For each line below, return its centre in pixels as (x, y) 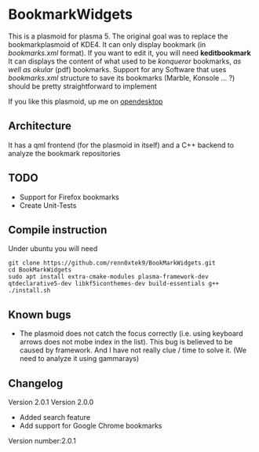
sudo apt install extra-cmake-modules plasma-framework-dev (109, 277)
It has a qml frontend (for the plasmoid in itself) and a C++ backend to (121, 145)
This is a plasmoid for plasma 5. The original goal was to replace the (118, 36)
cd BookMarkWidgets (40, 270)
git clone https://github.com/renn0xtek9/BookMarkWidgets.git (112, 263)
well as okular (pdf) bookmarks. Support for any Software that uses (117, 69)
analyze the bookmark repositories (64, 153)
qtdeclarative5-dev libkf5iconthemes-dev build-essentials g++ (114, 284)
